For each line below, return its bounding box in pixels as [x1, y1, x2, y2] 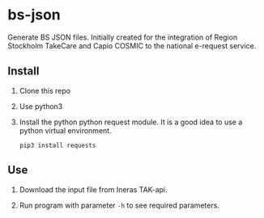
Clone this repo [19, 86, 70, 95]
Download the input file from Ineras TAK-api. [19, 184, 168, 195]
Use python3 [19, 101, 63, 111]
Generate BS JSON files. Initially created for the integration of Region [7, 32, 238, 42]
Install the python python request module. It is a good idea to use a [19, 117, 243, 127]
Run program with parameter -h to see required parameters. [19, 200, 220, 210]
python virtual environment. [19, 125, 112, 135]
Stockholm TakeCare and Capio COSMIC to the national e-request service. [7, 40, 257, 50]
